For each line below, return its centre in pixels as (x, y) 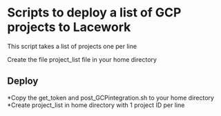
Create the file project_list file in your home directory (82, 59)
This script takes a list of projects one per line (72, 46)
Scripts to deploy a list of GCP (94, 13)
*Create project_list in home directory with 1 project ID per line (96, 105)
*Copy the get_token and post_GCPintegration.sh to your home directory (110, 97)
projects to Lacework (69, 27)
